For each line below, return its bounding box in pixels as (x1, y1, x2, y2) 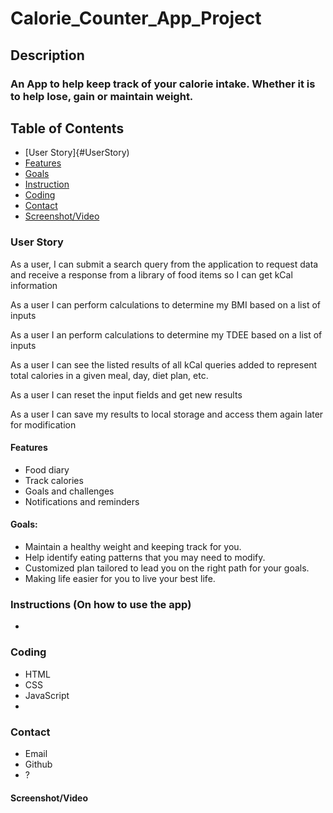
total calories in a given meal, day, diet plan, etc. (10, 369, 209, 381)
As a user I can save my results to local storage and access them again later (10, 408, 324, 420)
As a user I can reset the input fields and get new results (10, 388, 243, 401)
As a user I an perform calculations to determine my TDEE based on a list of (10, 328, 323, 341)
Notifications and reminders (24, 495, 140, 507)
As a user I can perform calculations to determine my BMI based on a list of (10, 298, 321, 311)
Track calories (24, 474, 84, 486)
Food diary (24, 463, 70, 476)
